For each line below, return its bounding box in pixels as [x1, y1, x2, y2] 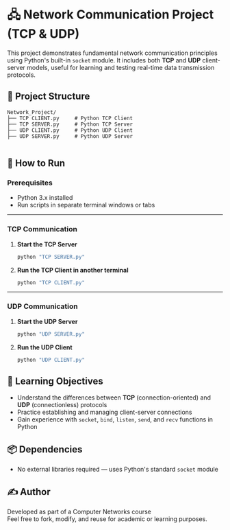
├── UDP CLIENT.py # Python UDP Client [7, 126, 133, 134]
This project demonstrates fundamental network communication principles [7, 49, 218, 57]
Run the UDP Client [16, 343, 73, 352]
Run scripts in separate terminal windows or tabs [16, 201, 155, 209]
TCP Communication [7, 224, 77, 234]
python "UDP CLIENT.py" [16, 356, 86, 363]
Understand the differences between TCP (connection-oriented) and [16, 393, 211, 402]
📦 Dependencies [7, 443, 83, 455]
